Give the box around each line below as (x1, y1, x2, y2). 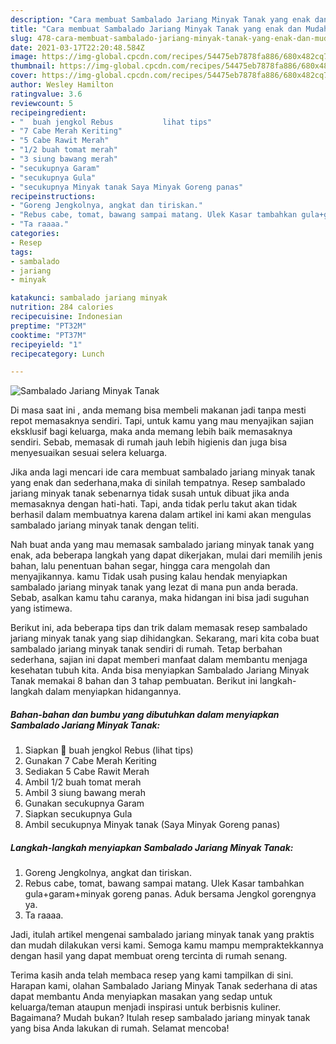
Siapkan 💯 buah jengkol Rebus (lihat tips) (24, 744, 194, 756)
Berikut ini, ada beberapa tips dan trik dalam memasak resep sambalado (10, 622, 308, 634)
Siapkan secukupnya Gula (24, 808, 133, 820)
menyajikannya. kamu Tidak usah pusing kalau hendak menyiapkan (10, 571, 288, 583)
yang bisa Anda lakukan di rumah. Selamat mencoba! (10, 1022, 230, 1035)
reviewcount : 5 (10, 98, 74, 108)
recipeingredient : (10, 107, 87, 118)
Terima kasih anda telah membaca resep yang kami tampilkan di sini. (10, 969, 294, 981)
